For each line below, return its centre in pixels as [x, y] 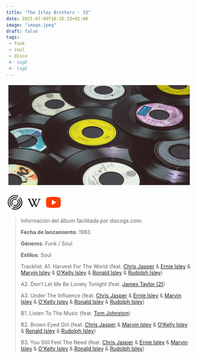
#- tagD [18, 62]
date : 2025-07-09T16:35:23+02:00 [47, 19]
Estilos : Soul [36, 255]
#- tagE [18, 68]
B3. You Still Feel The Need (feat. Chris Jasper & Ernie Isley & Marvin [104, 343]
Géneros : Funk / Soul [46, 244]
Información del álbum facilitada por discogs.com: [81, 221]
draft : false [22, 31]
